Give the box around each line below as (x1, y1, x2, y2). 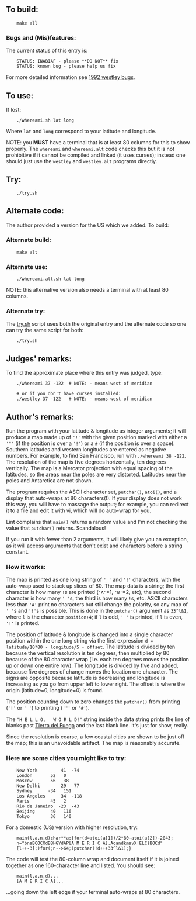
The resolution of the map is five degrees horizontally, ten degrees (6, 458, 166, 465)
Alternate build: (6, 236, 51, 244)
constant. (6, 548, 29, 555)
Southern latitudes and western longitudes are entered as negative (6, 446, 166, 453)
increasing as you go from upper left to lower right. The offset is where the (6, 681, 185, 688)
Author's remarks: (6, 412, 75, 422)
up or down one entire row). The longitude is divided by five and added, (6, 662, 178, 669)
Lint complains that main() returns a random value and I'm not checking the (6, 519, 187, 526)
